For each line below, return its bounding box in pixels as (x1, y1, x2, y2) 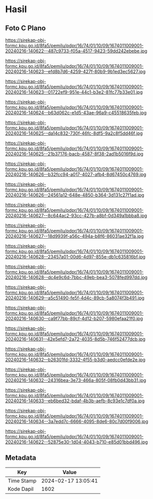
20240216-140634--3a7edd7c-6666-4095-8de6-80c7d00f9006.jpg (5, 418, 148, 424)
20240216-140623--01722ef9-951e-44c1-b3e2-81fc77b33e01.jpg (5, 89, 143, 95)
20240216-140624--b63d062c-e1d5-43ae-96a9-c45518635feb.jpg (5, 110, 147, 116)
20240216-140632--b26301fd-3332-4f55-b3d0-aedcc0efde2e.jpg (5, 357, 145, 363)
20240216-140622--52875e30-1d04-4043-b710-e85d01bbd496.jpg (5, 439, 148, 445)
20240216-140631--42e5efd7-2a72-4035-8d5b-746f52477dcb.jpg (5, 336, 145, 342)
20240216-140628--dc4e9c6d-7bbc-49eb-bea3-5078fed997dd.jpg (5, 275, 148, 280)
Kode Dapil (8, 485, 34, 492)
